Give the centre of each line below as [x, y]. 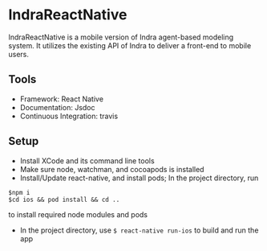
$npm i [19, 192]
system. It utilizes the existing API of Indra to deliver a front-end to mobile [130, 45]
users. [19, 54]
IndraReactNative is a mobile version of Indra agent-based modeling [121, 37]
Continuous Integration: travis [69, 116]
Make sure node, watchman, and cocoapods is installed [112, 169]
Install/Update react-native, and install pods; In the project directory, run [139, 178]
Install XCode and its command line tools [87, 160]
